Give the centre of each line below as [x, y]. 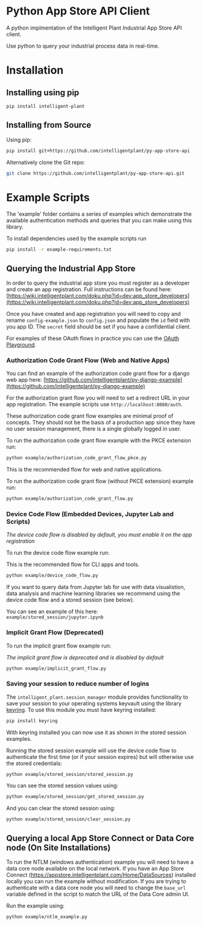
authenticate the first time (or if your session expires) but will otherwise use [100, 757]
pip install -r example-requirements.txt [59, 250]
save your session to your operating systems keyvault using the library [94, 703]
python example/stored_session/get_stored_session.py [75, 797]
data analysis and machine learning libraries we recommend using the [93, 594]
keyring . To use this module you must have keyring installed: [81, 710]
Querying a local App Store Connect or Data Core [100, 838]
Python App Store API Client [78, 11]
